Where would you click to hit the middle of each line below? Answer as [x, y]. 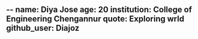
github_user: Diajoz [43, 28]
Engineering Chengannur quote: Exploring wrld [95, 19]
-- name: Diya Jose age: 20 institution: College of [99, 10]
